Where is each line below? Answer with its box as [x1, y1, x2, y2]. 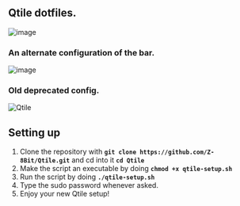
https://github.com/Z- [139, 148, 215, 157]
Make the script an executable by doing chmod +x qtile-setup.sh [19, 164, 233, 174]
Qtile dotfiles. [8, 6, 77, 20]
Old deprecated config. [8, 85, 100, 96]
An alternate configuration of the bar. [8, 47, 155, 58]
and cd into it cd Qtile [70, 155, 145, 165]
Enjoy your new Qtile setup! [19, 189, 110, 199]
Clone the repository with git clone [19, 147, 137, 157]
